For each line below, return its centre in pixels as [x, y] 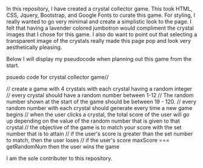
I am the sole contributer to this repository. [59, 158]
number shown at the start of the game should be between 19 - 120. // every [101, 102]
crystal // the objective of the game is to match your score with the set [94, 127]
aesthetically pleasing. [34, 47]
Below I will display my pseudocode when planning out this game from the [99, 59]
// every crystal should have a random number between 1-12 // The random [100, 95]
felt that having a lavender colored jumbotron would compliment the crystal [100, 28]
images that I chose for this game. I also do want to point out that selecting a [102, 34]
